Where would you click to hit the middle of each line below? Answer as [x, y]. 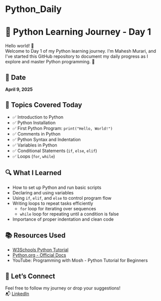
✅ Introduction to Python [38, 117]
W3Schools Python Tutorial [40, 250]
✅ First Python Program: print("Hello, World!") [63, 128]
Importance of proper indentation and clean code [63, 219]
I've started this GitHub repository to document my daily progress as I [77, 56]
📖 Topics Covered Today [44, 105]
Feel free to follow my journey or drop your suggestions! [63, 288]
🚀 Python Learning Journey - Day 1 [78, 32]
